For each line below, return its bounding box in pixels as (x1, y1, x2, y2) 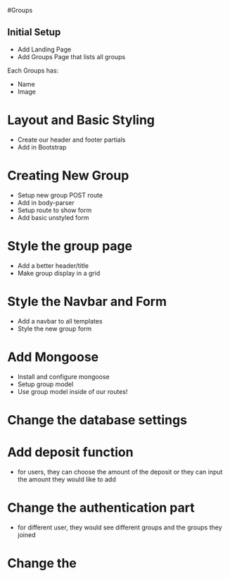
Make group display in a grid (17, 269, 101, 277)
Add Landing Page (17, 45, 72, 54)
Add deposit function (7, 444, 134, 460)
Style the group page (7, 238, 132, 254)
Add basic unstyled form (17, 213, 89, 221)
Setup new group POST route (17, 190, 103, 199)
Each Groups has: (7, 66, 59, 75)
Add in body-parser (17, 198, 75, 207)
